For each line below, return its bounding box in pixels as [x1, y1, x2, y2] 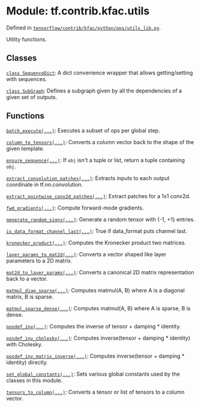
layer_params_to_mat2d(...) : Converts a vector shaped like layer [6, 250, 167, 258]
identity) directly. [6, 358, 48, 366]
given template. [6, 145, 45, 152]
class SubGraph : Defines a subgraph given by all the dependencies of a [6, 87, 182, 94]
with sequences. [6, 75, 47, 82]
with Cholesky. [6, 340, 43, 348]
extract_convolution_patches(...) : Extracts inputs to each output [6, 174, 170, 181]
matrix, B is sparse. [6, 293, 54, 300]
